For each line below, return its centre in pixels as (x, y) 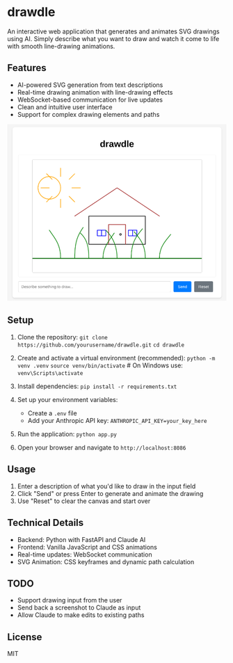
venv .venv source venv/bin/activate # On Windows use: (100, 365)
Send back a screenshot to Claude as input (79, 608)
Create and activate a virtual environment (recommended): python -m (116, 358)
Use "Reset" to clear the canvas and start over (84, 501)
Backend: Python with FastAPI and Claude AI (81, 539)
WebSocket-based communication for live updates (90, 99)
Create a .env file (53, 413)
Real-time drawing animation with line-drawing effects (95, 92)
